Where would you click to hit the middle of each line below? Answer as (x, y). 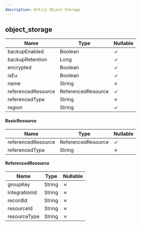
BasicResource (21, 121)
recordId (18, 200)
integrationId (22, 192)
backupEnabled (26, 52)
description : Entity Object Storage (43, 10)
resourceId (20, 208)
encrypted (20, 68)
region (15, 108)
